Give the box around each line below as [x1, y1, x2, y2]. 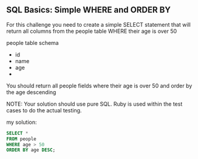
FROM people [6, 136, 36, 142]
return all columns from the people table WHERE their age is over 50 [6, 27, 177, 35]
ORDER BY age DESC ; [6, 147, 56, 154]
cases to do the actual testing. [6, 106, 82, 114]
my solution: [6, 118, 37, 126]
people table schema [6, 39, 59, 46]
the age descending [6, 88, 56, 96]
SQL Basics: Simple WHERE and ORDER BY [6, 5, 171, 15]
